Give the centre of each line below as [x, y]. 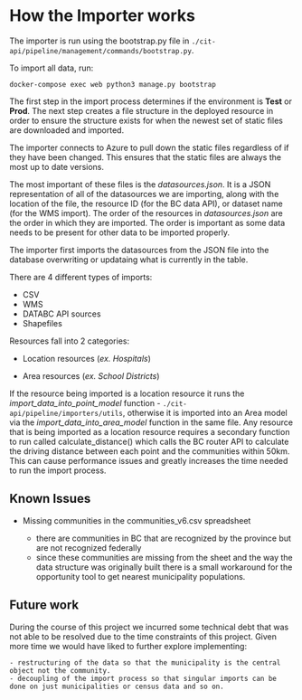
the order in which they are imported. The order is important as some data [147, 222]
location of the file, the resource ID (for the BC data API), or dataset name [146, 203]
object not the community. [60, 670]
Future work [44, 605]
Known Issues [50, 499]
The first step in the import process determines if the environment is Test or [151, 101]
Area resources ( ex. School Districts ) [91, 375]
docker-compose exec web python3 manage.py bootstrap [113, 84]
